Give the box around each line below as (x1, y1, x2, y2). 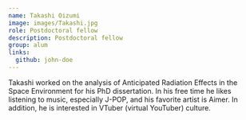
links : (8, 48, 30, 56)
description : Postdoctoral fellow (8, 33, 124, 42)
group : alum (8, 41, 48, 49)
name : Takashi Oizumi (8, 11, 81, 20)
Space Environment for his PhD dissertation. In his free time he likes (8, 86, 232, 95)
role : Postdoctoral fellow (8, 26, 98, 34)
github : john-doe (15, 56, 73, 64)
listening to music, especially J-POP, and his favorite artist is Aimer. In (8, 95, 238, 104)
